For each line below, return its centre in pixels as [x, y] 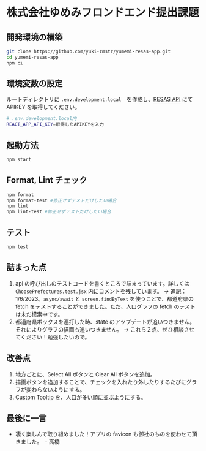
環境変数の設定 [35, 84]
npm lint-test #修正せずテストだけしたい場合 [59, 212]
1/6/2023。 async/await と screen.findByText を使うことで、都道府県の [105, 298]
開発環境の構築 [35, 37]
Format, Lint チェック [47, 180]
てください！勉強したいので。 [53, 337]
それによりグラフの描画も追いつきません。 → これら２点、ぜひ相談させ [105, 329]
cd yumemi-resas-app [33, 57]
